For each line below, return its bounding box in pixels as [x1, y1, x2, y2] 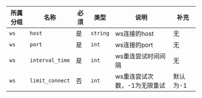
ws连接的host [115, 29, 155, 38]
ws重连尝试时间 [115, 52, 160, 60]
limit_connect [29, 78, 70, 84]
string [90, 30, 109, 37]
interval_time [29, 57, 70, 64]
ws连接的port [115, 41, 153, 49]
